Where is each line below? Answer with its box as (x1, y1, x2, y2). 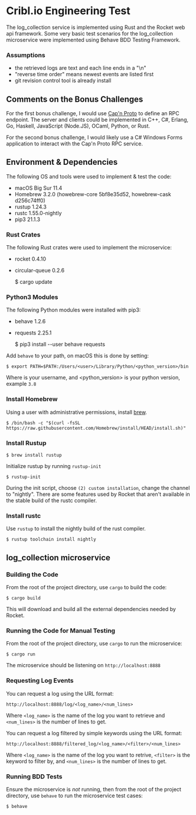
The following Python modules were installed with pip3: (6, 306, 141, 314)
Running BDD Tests (6, 772, 63, 781)
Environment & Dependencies (6, 157, 118, 167)
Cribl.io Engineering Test (6, 4, 131, 18)
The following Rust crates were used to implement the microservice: (6, 244, 172, 251)
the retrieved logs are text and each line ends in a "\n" (14, 64, 146, 72)
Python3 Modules (6, 293, 58, 301)
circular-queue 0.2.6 (14, 267, 65, 274)
